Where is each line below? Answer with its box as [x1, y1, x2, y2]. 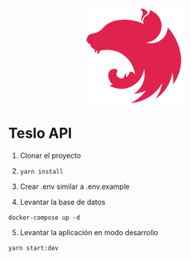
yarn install [19, 168, 64, 176]
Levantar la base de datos [19, 198, 105, 207]
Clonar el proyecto [19, 151, 82, 161]
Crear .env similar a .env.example [19, 182, 130, 191]
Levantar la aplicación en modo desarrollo [19, 228, 158, 238]
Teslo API [8, 124, 73, 142]
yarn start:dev [8, 244, 59, 253]
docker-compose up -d [8, 214, 81, 222]
